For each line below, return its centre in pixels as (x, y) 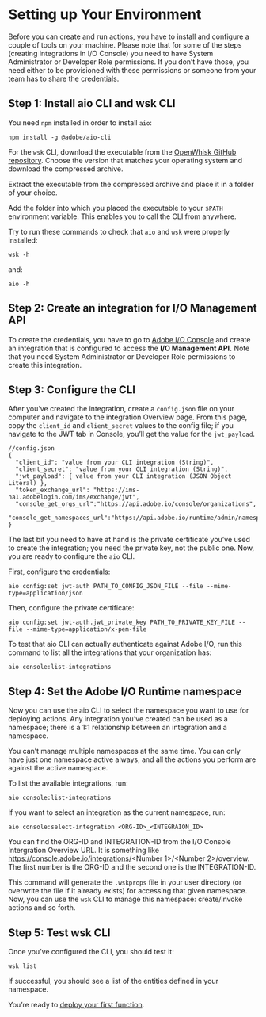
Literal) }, (28, 484)
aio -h (19, 284)
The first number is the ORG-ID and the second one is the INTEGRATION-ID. (132, 867)
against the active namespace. (58, 768)
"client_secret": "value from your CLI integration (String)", (122, 469)
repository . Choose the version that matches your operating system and (125, 160)
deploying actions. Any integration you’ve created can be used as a (118, 719)
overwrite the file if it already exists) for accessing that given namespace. (128, 891)
